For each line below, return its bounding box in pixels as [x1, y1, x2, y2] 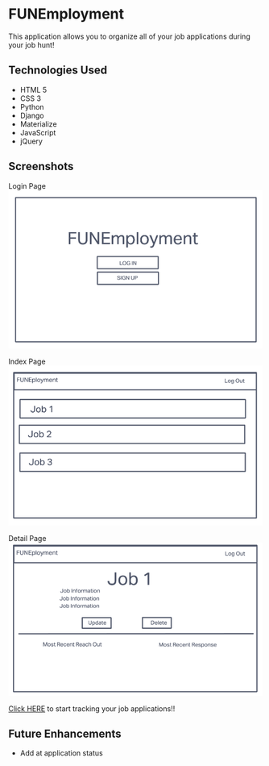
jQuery [19, 136, 43, 146]
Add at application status [19, 748, 103, 758]
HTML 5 [19, 85, 48, 94]
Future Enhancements [8, 727, 122, 741]
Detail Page [8, 534, 47, 543]
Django [19, 110, 44, 120]
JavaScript [19, 127, 56, 137]
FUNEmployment [8, 5, 125, 23]
